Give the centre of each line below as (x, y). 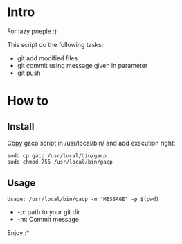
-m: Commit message (48, 219)
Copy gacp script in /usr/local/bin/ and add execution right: (91, 143)
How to (28, 101)
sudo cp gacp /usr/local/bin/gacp (57, 156)
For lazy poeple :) (32, 31)
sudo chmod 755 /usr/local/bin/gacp (60, 162)
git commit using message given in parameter (82, 65)
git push (29, 73)
